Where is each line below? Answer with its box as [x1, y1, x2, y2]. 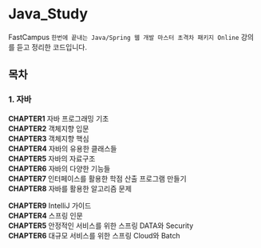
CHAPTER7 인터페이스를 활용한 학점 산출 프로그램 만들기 [8, 174, 187, 183]
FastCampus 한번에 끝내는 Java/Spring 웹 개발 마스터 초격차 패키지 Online [8, 32, 239, 42]
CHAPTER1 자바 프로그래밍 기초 [8, 114, 109, 123]
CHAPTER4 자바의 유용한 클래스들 [8, 143, 117, 153]
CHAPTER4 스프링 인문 [8, 210, 84, 220]
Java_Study [8, 5, 89, 23]
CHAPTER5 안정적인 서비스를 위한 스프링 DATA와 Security [8, 221, 194, 230]
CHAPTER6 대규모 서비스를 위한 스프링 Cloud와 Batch [8, 230, 181, 240]
